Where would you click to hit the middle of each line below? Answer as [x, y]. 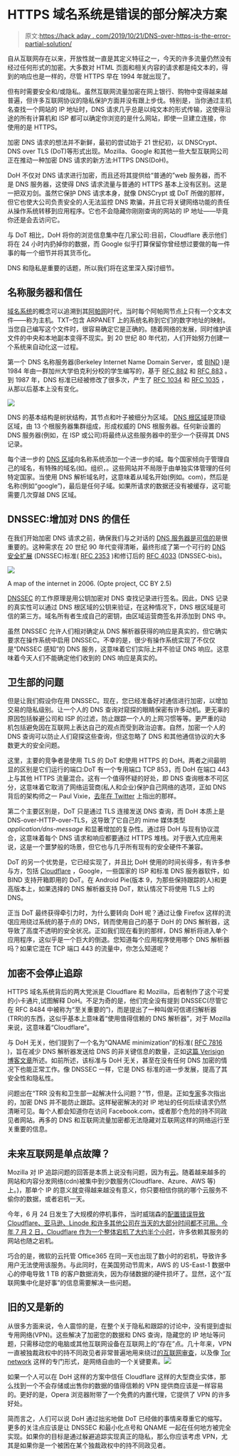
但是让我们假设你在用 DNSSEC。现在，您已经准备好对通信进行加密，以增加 [118, 701]
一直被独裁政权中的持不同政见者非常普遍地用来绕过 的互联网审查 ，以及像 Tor [119, 1353]
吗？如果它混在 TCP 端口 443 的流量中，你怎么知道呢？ [89, 948]
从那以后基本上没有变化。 [45, 389]
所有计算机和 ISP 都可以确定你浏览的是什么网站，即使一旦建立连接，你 [123, 118]
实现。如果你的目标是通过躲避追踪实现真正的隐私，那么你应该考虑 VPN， [115, 1436]
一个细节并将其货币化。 [60, 252]
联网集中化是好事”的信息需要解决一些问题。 [71, 1283]
